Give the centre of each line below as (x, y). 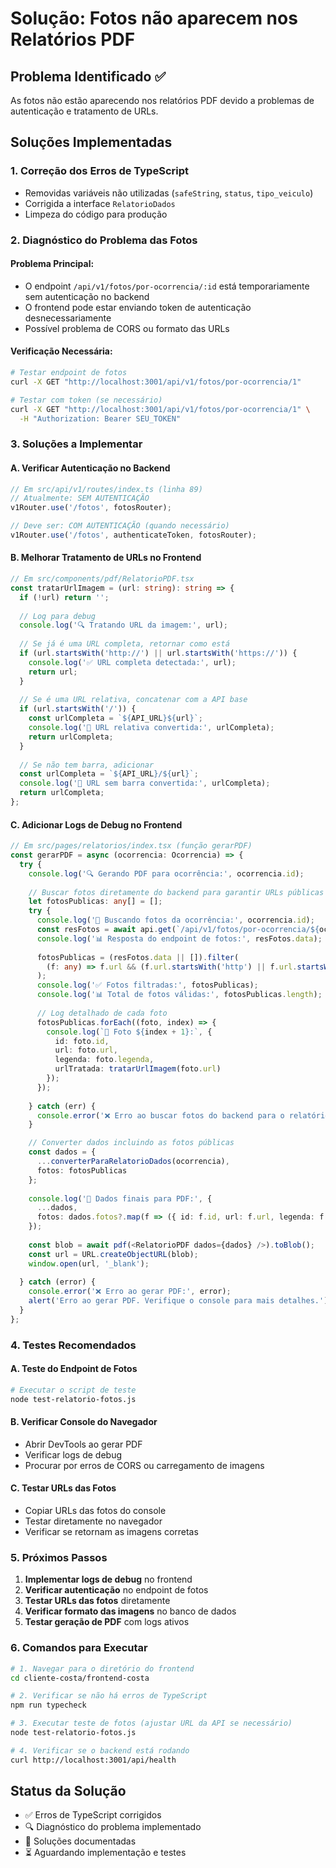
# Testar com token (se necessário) (86, 400)
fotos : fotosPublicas (82, 1170)
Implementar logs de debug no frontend (108, 1579)
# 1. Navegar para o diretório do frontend (102, 1668)
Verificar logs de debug (73, 1454)
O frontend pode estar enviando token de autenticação (138, 307)
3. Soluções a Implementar (76, 444)
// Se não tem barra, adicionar (87, 765)
